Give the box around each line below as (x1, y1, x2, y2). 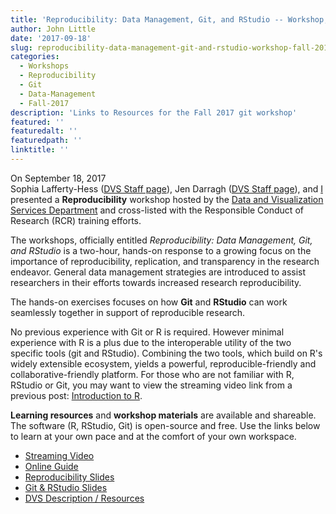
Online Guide (24, 460, 79, 472)
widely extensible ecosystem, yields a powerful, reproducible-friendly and (10, 357, 317, 370)
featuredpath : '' (10, 136, 83, 146)
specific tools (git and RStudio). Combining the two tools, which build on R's (10, 347, 323, 359)
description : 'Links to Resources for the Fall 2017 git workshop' (10, 107, 298, 118)
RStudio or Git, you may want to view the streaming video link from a (10, 379, 293, 391)
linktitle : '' (10, 145, 70, 155)
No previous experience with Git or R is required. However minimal (10, 326, 285, 338)
